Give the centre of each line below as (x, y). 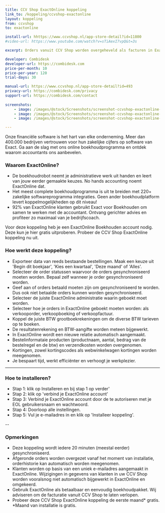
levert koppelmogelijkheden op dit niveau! (55, 202)
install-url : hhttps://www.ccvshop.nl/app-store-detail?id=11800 (73, 37)
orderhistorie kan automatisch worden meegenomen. (66, 464)
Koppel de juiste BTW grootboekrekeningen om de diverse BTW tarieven (85, 319)
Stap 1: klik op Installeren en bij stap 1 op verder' (61, 389)
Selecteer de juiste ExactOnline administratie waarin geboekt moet (80, 298)
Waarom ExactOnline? (32, 165)
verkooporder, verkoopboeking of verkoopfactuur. (63, 314)
